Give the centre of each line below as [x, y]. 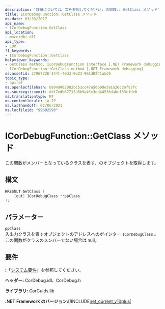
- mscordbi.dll [21, 37]
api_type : [15, 42]
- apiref [14, 83]
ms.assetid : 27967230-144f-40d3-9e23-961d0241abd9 [58, 74]
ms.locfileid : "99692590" [31, 110]
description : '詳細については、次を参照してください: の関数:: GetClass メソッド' [82, 10]
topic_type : [17, 78]
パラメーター [25, 217]
